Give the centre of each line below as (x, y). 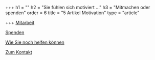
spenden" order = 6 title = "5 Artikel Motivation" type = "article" (72, 13)
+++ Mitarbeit (20, 23)
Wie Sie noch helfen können (35, 42)
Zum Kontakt (19, 52)
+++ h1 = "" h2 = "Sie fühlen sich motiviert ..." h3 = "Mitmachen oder (78, 7)
